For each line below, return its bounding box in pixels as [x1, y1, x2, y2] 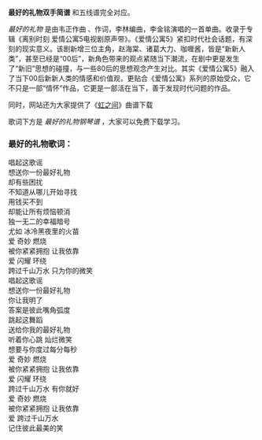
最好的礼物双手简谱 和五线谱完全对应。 [8, 8, 135, 17]
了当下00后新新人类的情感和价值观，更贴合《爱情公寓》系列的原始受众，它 [8, 74, 252, 83]
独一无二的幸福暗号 [8, 216, 71, 227]
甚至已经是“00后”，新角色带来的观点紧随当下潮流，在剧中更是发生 [24, 54, 240, 63]
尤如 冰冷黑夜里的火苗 [8, 227, 79, 236]
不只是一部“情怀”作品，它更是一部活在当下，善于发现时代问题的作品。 [8, 83, 235, 93]
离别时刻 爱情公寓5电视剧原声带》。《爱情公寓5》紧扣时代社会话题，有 [21, 35, 246, 43]
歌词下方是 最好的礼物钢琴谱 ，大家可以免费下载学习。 [8, 117, 185, 126]
